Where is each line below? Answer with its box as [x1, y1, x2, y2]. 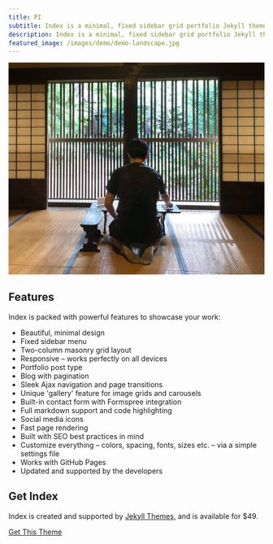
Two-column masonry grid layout [19, 345, 132, 355]
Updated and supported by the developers [19, 466, 163, 476]
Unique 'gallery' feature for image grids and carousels [19, 388, 201, 398]
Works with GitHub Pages [19, 457, 106, 467]
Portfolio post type [19, 362, 83, 372]
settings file [19, 448, 60, 459]
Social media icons [19, 414, 84, 424]
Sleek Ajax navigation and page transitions [19, 379, 163, 390]
